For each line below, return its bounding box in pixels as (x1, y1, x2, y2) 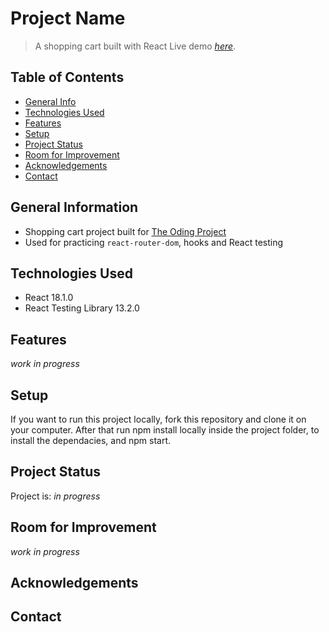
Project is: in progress (10, 490, 101, 502)
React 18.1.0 (24, 292, 74, 304)
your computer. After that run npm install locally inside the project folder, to (10, 424, 320, 436)
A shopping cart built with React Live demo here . (34, 40, 237, 52)
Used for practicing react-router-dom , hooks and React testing (24, 236, 284, 248)
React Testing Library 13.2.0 (24, 302, 140, 314)
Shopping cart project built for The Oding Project (24, 225, 227, 237)
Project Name (10, 7, 126, 30)
